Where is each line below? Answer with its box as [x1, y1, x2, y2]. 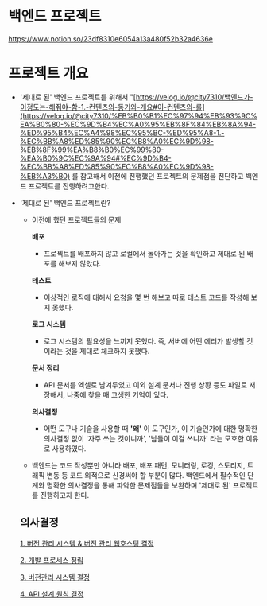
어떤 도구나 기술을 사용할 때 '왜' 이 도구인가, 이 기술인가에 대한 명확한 [43, 423, 258, 433]
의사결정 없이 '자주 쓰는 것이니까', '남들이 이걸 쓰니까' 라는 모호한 [43, 433, 245, 443]
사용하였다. [52, 443, 87, 453]
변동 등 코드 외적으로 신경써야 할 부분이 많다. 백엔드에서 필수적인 [46, 470, 246, 480]
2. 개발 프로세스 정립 [19, 555, 84, 565]
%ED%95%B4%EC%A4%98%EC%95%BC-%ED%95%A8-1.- [19, 128, 225, 138]
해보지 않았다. [58, 258, 102, 268]
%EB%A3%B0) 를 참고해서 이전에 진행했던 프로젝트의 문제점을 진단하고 [19, 171, 244, 181]
